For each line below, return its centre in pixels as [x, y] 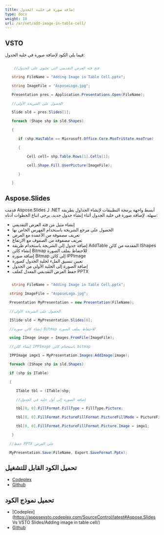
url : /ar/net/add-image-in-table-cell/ [46, 23]
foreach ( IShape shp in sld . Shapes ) [47, 364]
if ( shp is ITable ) [29, 373]
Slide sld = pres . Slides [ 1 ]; [41, 112]
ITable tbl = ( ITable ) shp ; [43, 391]
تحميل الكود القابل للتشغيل [41, 468]
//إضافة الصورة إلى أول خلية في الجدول [51, 399]
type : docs [16, 14]
